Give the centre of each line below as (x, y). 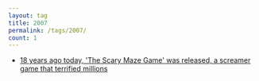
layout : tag (28, 15)
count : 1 (23, 38)
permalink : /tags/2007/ (48, 30)
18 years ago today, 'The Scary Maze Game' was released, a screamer (135, 60)
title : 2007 (28, 23)
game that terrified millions (64, 69)
